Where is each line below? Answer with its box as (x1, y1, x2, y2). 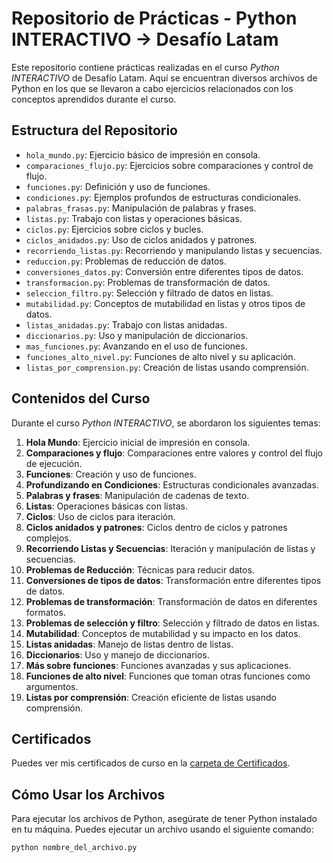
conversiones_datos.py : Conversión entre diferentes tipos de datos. (25, 265, 304, 277)
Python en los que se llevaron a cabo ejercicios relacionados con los (11, 82, 294, 94)
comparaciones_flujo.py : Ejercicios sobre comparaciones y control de (25, 159, 314, 171)
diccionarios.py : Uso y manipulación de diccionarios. (25, 329, 249, 341)
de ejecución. (25, 457, 83, 469)
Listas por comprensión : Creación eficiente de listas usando (25, 691, 277, 703)
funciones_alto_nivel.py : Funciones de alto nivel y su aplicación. (25, 350, 296, 362)
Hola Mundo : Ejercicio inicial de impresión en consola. (25, 436, 251, 448)
